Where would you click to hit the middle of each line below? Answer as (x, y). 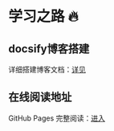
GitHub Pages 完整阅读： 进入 (57, 118)
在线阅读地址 (40, 97)
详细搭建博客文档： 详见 (47, 70)
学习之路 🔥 (43, 16)
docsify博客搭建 (49, 49)
